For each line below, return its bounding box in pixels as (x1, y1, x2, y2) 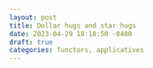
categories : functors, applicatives (9, 46, 144, 55)
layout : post (9, 12, 57, 22)
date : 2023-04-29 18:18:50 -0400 (9, 29, 133, 38)
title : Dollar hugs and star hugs (9, 21, 137, 30)
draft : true (9, 37, 53, 47)
